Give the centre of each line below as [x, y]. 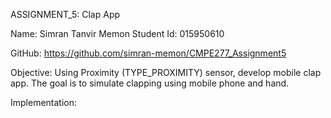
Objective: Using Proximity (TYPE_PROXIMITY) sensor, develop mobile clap [166, 72]
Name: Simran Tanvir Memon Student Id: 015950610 [117, 33]
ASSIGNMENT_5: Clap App [65, 14]
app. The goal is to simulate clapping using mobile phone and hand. [150, 83]
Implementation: [44, 102]
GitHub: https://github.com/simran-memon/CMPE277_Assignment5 [148, 53]
